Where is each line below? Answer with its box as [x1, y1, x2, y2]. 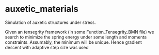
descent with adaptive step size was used [5, 44, 89, 50]
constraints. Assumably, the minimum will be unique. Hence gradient [5, 39, 142, 45]
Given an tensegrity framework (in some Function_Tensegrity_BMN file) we [5, 29, 154, 35]
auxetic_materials [5, 3, 79, 15]
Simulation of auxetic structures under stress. [5, 19, 96, 25]
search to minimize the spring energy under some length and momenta [5, 34, 147, 40]
